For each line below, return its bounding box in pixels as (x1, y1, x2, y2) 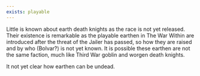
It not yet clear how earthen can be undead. (6, 63, 116, 70)
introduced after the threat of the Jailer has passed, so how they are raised (6, 38, 192, 45)
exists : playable (6, 8, 50, 15)
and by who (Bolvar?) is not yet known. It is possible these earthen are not (6, 45, 191, 52)
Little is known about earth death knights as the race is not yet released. (6, 25, 186, 33)
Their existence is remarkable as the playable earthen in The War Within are (6, 31, 195, 39)
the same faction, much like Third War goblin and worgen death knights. (6, 51, 185, 58)
